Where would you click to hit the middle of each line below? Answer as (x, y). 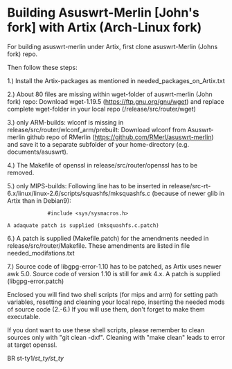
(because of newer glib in (188, 193)
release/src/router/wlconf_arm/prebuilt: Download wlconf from (97, 129)
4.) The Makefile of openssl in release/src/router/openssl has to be (102, 165)
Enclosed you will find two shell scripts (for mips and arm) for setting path (113, 294)
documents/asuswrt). (38, 152)
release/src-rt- (190, 186)
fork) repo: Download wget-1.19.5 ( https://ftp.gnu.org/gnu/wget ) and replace (116, 101)
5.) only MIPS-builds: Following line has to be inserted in (87, 186)
